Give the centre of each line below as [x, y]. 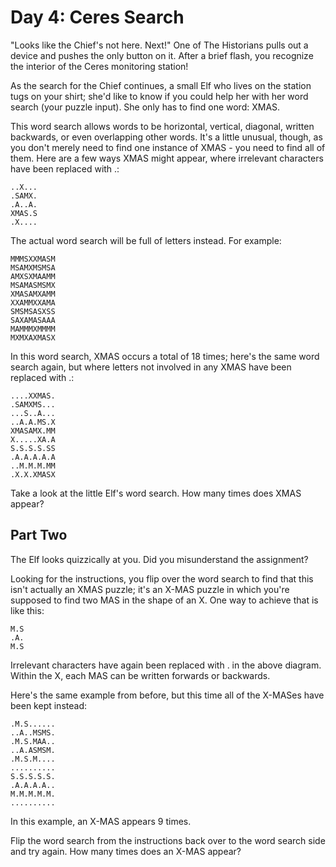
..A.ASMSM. [33, 750]
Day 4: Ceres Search [97, 17]
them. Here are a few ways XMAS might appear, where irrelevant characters [167, 158]
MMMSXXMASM [33, 259]
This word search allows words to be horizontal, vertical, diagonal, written [162, 126]
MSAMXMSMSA [33, 267]
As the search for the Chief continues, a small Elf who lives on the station [161, 85]
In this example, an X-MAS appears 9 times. [101, 821]
